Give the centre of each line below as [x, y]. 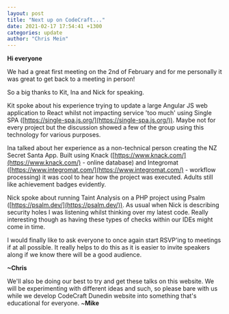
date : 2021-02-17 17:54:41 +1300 [55, 26]
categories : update [35, 33]
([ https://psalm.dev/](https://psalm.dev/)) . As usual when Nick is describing [113, 205]
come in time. [26, 227]
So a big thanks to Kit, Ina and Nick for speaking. [76, 93]
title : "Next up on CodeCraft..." [56, 20]
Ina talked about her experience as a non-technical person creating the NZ [112, 148]
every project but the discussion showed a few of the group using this [106, 128]
